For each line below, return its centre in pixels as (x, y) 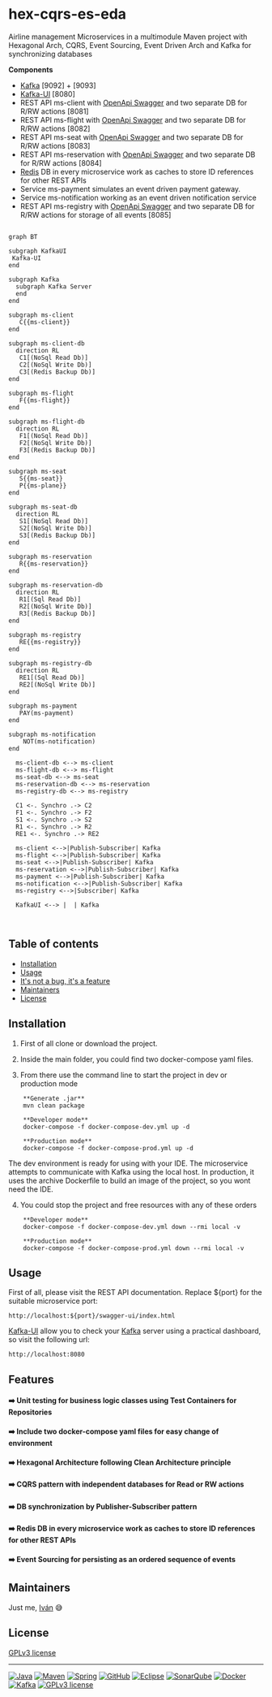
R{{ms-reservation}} (54, 564)
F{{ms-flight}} (45, 400)
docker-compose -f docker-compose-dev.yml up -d (106, 1127)
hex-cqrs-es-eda (68, 14)
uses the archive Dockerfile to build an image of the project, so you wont (130, 1180)
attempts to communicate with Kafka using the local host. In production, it (132, 1171)
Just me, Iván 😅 (36, 1607)
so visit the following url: (49, 1340)
